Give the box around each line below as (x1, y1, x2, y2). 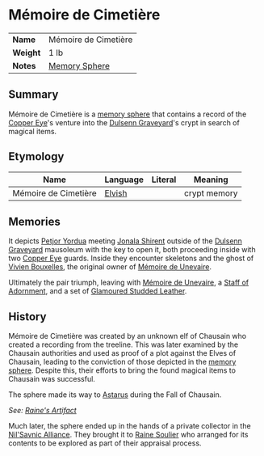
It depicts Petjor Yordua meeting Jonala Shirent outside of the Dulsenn (8, 236, 242, 246)
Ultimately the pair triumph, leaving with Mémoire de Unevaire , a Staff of (8, 277, 249, 288)
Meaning (193, 174, 228, 185)
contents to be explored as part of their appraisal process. (8, 438, 202, 448)
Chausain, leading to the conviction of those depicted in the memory (8, 357, 237, 367)
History (8, 310, 47, 323)
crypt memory (184, 188, 238, 199)
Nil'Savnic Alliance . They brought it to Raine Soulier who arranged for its (8, 430, 249, 440)
